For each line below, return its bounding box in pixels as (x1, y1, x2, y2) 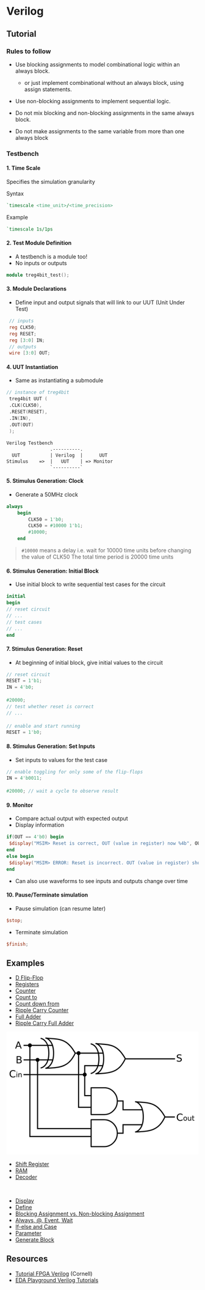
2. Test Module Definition (6, 240, 72, 247)
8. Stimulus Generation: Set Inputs (6, 742, 96, 750)
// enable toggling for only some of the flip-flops (6, 769, 143, 775)
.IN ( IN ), (9, 415, 32, 421)
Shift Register (15, 1160, 49, 1168)
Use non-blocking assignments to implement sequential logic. (15, 97, 171, 104)
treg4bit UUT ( (9, 396, 48, 402)
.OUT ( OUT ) (9, 422, 34, 428)
